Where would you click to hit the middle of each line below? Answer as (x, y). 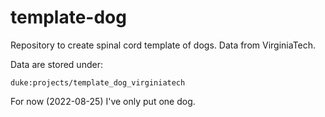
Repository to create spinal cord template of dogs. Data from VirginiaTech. (163, 45)
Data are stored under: (56, 64)
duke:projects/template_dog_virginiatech (98, 82)
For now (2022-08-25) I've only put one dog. (103, 101)
